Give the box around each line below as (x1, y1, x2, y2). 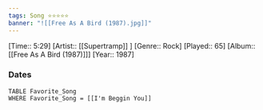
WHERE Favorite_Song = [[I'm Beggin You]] (8, 94, 152, 102)
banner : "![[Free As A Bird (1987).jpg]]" (8, 19, 152, 27)
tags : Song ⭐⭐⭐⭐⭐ (8, 11, 70, 20)
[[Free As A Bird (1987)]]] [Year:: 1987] (8, 49, 134, 59)
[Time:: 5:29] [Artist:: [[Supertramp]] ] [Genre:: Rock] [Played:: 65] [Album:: (8, 41, 256, 50)
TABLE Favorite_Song (8, 87, 78, 96)
